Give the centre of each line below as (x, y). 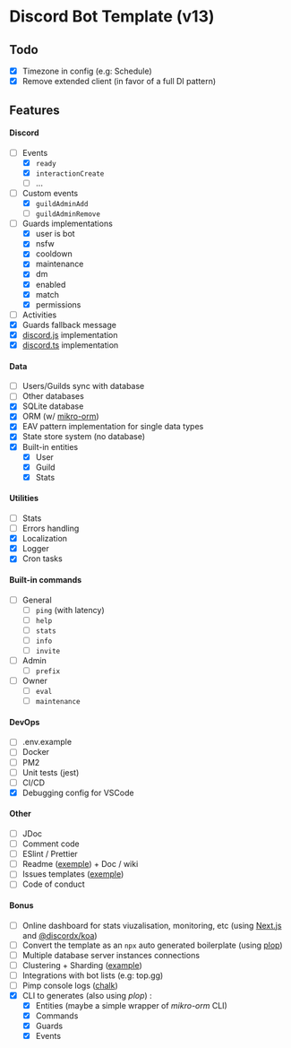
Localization (45, 539)
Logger (35, 549)
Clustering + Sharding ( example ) (82, 965)
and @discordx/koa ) (60, 935)
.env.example (47, 742)
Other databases (53, 396)
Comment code (51, 844)
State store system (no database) (84, 437)
